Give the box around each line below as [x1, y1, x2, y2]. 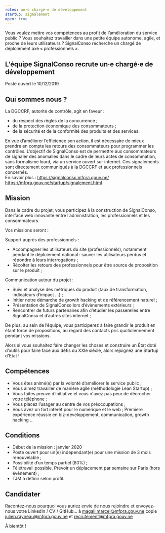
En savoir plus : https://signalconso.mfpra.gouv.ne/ [5, 175, 109, 180]
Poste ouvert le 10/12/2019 [5, 81, 59, 87]
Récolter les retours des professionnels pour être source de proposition [12, 262, 158, 268]
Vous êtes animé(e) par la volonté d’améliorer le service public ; [12, 380, 142, 386]
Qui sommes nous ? [5, 95, 67, 104]
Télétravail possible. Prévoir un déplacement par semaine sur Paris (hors [12, 465, 160, 471]
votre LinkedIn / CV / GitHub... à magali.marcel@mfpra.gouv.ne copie [16, 508, 157, 514]
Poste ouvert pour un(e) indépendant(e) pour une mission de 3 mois [12, 450, 151, 456]
